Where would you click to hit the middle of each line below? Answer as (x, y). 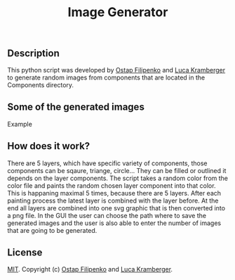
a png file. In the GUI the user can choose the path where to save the (107, 215)
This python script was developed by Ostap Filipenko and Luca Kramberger (116, 70)
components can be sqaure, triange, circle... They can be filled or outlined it (117, 170)
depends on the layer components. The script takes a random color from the (117, 178)
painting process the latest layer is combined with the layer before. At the (113, 201)
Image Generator (118, 12)
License (25, 253)
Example (20, 124)
